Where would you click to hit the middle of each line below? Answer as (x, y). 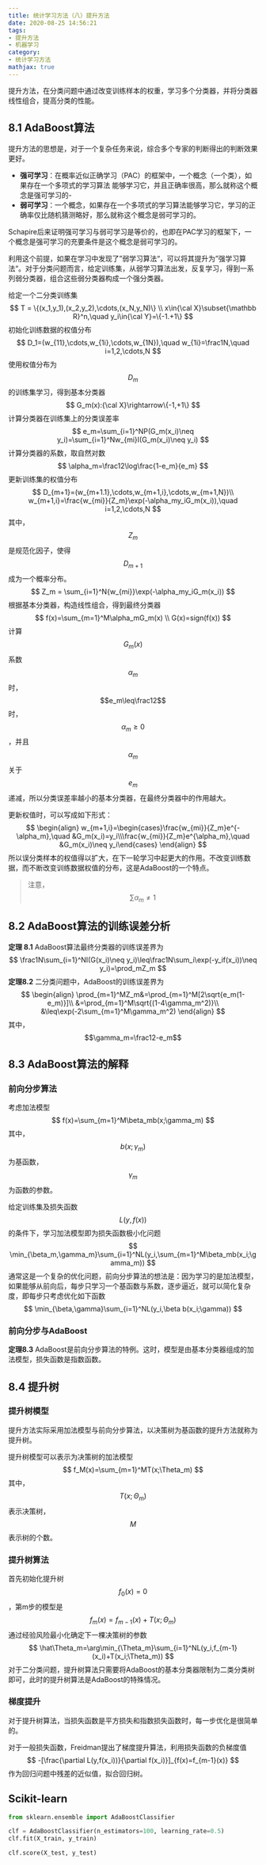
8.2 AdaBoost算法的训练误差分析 (89, 926)
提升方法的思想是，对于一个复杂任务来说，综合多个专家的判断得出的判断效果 (133, 148)
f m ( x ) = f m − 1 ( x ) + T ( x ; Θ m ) (133, 1620)
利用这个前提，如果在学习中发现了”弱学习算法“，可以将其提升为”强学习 (124, 258)
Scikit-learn (38, 1799)
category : (25, 52)
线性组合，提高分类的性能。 (53, 101)
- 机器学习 (24, 45)
